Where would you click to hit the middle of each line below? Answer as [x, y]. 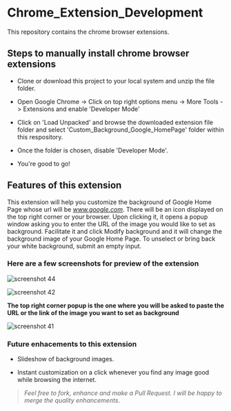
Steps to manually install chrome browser [98, 53]
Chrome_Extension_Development [105, 13]
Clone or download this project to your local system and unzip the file [116, 81]
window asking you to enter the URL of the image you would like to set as [111, 224]
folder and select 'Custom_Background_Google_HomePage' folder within [120, 130]
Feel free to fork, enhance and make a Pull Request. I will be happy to [123, 393]
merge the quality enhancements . [72, 401]
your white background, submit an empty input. [74, 245]
